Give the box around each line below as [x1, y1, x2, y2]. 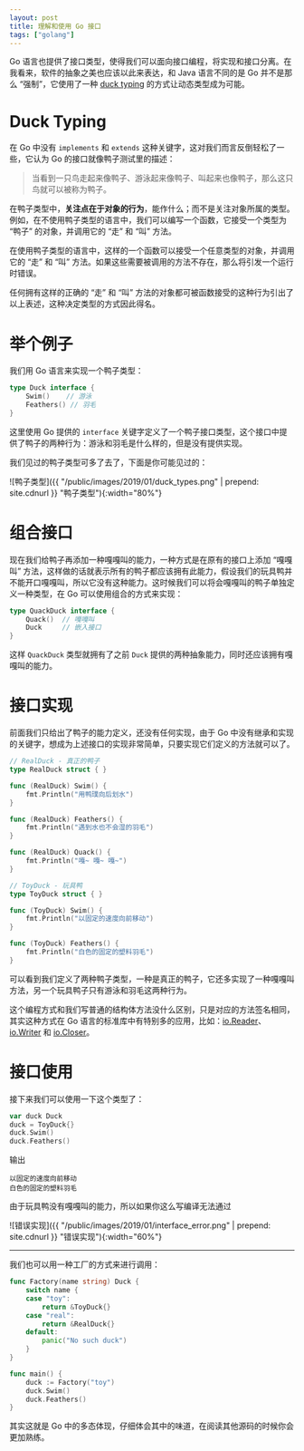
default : [25, 1328, 59, 1337]
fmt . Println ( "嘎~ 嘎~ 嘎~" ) [25, 856, 128, 866]
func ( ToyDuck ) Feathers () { [9, 939, 119, 948]
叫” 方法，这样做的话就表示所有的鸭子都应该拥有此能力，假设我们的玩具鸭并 [9, 566, 293, 576]
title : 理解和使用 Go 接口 [9, 22, 101, 31]
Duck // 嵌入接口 [25, 623, 102, 633]
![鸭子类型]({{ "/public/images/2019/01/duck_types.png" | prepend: [9, 476, 260, 487]
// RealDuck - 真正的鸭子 [9, 757, 100, 766]
